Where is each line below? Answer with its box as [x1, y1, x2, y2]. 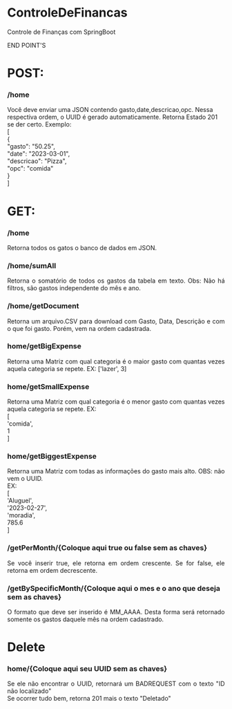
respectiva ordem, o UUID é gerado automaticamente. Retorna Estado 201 [7, 113, 218, 122]
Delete [7, 639, 46, 655]
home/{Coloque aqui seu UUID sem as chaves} [7, 664, 168, 674]
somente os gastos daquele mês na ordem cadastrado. [7, 615, 164, 623]
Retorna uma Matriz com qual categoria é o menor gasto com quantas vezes [7, 397, 225, 406]
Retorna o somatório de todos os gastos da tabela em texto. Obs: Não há [7, 276, 225, 285]
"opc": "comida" [7, 164, 54, 173]
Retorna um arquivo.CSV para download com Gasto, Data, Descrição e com [7, 316, 225, 325]
